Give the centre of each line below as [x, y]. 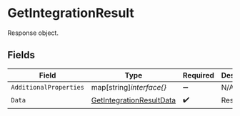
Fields [21, 55]
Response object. [33, 33]
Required [198, 75]
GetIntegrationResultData [134, 100]
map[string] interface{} [129, 87]
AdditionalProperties [47, 87]
